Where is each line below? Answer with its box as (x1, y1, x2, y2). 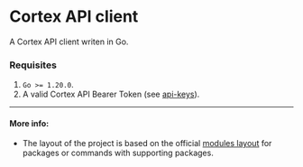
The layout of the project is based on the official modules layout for (22, 138, 272, 149)
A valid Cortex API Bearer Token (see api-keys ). (22, 88, 200, 100)
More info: (9, 117, 50, 128)
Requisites (9, 59, 57, 71)
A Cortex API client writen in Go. (9, 36, 129, 47)
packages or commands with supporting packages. (22, 147, 214, 159)
